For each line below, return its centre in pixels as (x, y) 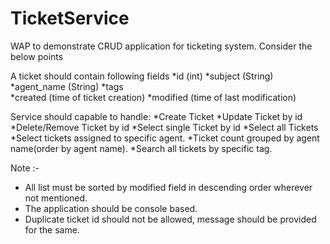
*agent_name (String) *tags (67, 86)
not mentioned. (56, 198)
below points (37, 56)
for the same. (52, 229)
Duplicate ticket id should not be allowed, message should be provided (170, 219)
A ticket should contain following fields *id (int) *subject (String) (142, 76)
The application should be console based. (111, 208)
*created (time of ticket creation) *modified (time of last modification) (153, 97)
